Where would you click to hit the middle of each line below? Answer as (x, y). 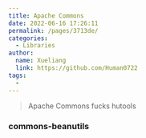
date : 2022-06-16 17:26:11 (53, 23)
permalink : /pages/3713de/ (53, 30)
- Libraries (36, 46)
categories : (28, 38)
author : (21, 53)
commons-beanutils (49, 127)
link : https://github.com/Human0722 (77, 68)
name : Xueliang (41, 61)
